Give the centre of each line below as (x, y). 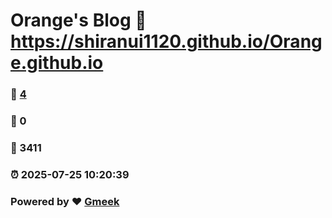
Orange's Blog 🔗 (78, 20)
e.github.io (57, 63)
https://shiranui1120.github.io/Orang (166, 41)
